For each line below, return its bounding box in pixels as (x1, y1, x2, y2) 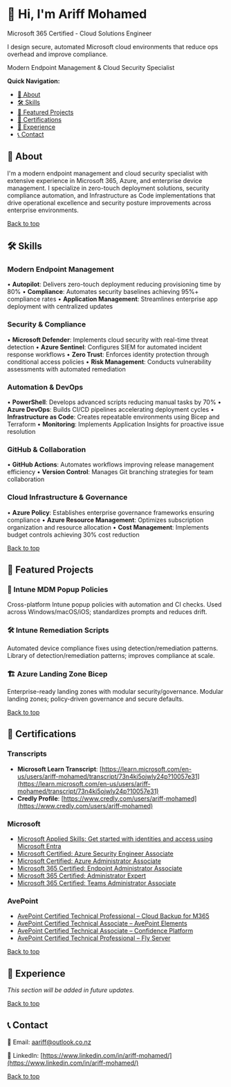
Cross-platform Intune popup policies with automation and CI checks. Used (7, 600, 222, 609)
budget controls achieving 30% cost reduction (7, 530, 140, 539)
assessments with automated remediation (7, 365, 126, 373)
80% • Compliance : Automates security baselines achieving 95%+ (7, 288, 199, 296)
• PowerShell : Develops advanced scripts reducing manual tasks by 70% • (7, 398, 221, 406)
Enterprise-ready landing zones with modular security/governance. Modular (7, 687, 223, 695)
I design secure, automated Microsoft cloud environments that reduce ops (7, 42, 219, 51)
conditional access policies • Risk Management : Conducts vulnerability (7, 357, 212, 366)
